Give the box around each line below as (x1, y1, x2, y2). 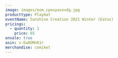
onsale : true (5, 36, 33, 41)
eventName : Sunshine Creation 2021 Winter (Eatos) (5, 17, 114, 22)
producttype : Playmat (5, 12, 51, 17)
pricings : (5, 21, 26, 27)
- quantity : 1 (10, 26, 39, 31)
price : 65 (14, 31, 35, 36)
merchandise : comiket (5, 45, 51, 50)
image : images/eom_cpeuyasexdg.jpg (5, 7, 80, 13)
